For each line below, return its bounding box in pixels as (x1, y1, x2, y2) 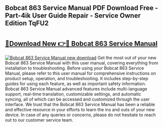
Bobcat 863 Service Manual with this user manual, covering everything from (5, 60, 159, 65)
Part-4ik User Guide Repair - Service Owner (5, 12, 141, 20)
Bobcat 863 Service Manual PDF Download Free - (5, 4, 158, 12)
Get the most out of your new (97, 55, 157, 61)
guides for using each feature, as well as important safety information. (5, 81, 146, 86)
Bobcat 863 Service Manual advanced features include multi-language (5, 86, 147, 92)
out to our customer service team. (5, 117, 74, 123)
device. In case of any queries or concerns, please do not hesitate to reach (5, 112, 156, 118)
